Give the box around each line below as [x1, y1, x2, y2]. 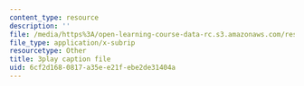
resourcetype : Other [9, 47, 88, 56]
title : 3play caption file [9, 55, 111, 64]
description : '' [9, 21, 71, 30]
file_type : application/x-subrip [9, 38, 136, 47]
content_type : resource [9, 13, 100, 22]
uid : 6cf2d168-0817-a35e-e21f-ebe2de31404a [9, 64, 176, 73]
